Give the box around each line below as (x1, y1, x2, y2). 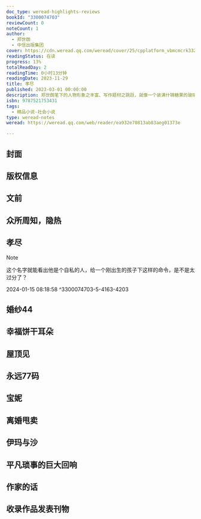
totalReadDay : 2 (6, 64, 47, 71)
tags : (6, 103, 20, 109)
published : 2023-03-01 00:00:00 (6, 87, 87, 93)
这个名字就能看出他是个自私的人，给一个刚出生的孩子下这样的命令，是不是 (6, 266, 190, 273)
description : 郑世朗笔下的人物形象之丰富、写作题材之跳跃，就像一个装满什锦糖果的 (6, 92, 188, 98)
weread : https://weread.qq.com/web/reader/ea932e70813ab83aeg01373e (6, 120, 181, 126)
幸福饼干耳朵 (6, 326, 54, 337)
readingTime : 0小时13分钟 (6, 70, 68, 76)
